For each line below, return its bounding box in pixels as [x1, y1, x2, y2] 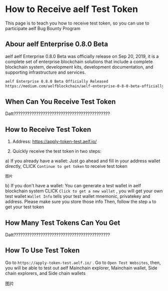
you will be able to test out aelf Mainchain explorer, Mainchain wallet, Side [5, 264, 157, 271]
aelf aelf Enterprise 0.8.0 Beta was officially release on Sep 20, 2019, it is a [5, 53, 159, 59]
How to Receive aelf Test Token [5, 4, 138, 15]
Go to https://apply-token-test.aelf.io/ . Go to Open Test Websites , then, [5, 259, 161, 265]
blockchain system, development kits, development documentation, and [5, 64, 153, 70]
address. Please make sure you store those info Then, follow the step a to [5, 199, 156, 205]
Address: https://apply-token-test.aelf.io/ [12, 139, 97, 145]
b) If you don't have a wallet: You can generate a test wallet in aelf [5, 183, 141, 189]
